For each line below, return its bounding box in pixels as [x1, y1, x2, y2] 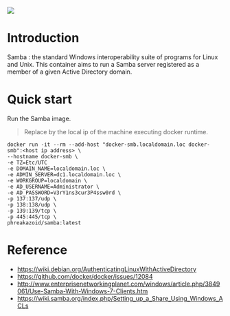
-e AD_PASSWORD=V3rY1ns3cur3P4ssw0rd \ [7, 189, 122, 196]
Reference [7, 242, 67, 258]
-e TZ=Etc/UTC [7, 159, 48, 166]
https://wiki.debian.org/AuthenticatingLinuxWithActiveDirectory [16, 265, 197, 273]
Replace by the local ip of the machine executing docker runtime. [23, 127, 208, 136]
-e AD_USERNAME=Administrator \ [7, 183, 100, 190]
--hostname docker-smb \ [7, 153, 78, 160]
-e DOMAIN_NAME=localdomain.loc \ [7, 165, 106, 172]
